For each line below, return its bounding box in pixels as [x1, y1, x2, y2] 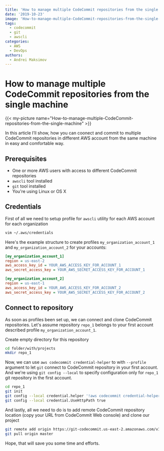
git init [5, 389, 23, 394]
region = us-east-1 [5, 281, 45, 286]
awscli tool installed [12, 178, 53, 184]
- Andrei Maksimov [9, 57, 47, 62]
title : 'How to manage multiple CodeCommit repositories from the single [5, 7, 159, 12]
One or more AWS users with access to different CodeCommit [12, 167, 137, 173]
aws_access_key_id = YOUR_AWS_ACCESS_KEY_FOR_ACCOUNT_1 [5, 263, 121, 268]
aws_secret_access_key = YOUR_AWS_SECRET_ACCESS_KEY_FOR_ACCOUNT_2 [5, 290, 145, 295]
